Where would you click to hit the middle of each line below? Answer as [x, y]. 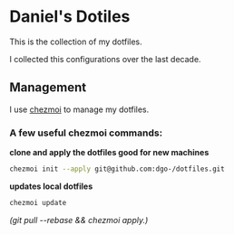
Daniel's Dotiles [70, 17]
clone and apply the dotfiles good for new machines [109, 153]
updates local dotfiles [51, 186]
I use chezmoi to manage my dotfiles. [79, 109]
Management [48, 88]
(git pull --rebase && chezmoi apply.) [79, 220]
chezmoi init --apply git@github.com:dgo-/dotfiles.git [117, 169]
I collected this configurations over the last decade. [105, 59]
